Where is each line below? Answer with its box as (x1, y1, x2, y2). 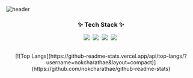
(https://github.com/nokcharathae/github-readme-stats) (31, 65, 171, 73)
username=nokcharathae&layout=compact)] (46, 59, 156, 66)
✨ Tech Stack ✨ (78, 20, 124, 29)
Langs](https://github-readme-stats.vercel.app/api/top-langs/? (31, 52, 188, 60)
